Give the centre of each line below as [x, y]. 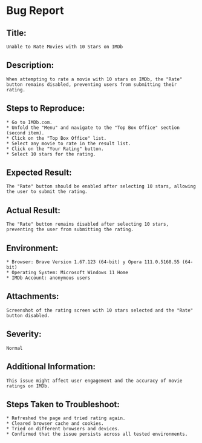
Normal [15, 348]
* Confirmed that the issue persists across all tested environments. [97, 434]
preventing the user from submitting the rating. [70, 230]
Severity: [24, 334]
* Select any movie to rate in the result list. [69, 143]
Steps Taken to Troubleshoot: [63, 404]
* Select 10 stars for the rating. [51, 154]
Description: [30, 65]
